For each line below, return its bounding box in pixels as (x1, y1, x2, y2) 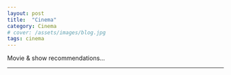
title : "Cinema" (7, 16, 57, 23)
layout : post (7, 10, 45, 17)
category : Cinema (7, 22, 57, 29)
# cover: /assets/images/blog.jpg (7, 29, 107, 36)
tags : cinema (7, 35, 45, 42)
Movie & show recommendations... (7, 54, 105, 62)
